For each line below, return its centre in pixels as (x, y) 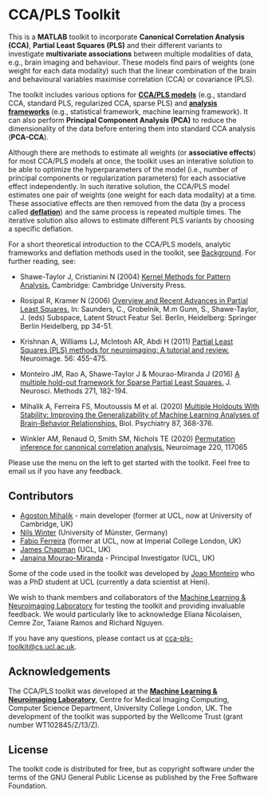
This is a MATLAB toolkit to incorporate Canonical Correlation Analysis (126, 37)
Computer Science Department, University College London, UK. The (120, 708)
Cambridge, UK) (46, 523)
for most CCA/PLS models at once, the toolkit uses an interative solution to (131, 160)
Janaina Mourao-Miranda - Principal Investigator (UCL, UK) (117, 558)
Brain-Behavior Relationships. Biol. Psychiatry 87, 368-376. (116, 423)
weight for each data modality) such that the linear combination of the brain (132, 70)
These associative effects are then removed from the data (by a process (127, 203)
